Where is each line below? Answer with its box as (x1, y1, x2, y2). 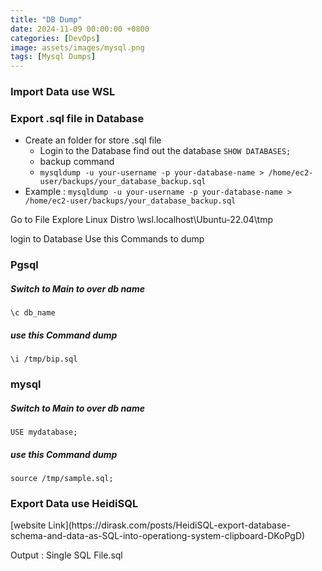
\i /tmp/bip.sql (10, 354, 78, 365)
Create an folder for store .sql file (24, 134, 162, 146)
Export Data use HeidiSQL (10, 496, 139, 510)
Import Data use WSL (10, 85, 116, 99)
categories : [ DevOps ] (10, 33, 101, 43)
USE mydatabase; (10, 427, 78, 438)
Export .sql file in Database (10, 111, 145, 125)
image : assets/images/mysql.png (10, 42, 145, 53)
